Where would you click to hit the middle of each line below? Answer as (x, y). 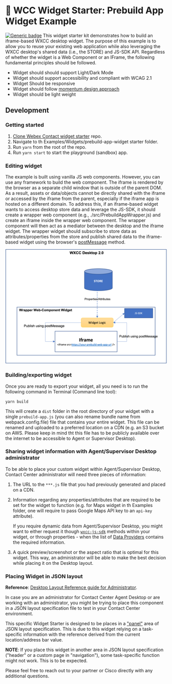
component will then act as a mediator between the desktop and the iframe (84, 226)
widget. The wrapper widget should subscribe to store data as (71, 231)
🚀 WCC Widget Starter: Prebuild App (84, 10)
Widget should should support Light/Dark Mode (63, 72)
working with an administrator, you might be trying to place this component (84, 603)
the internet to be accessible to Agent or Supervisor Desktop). (71, 438)
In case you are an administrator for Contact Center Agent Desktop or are (83, 598)
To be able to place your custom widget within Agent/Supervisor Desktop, (83, 469)
